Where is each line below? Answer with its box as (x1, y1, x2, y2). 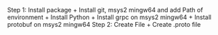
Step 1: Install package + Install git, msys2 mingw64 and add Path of (7, 6, 203, 14)
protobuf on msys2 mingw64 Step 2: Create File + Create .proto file (7, 21, 201, 28)
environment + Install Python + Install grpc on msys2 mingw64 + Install (7, 13, 212, 21)
